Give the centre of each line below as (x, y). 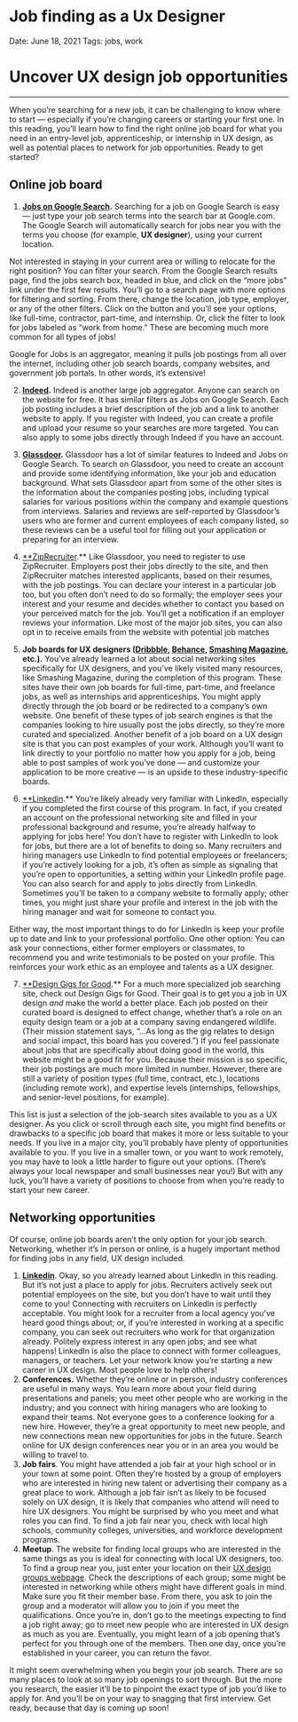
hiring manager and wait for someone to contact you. (119, 911)
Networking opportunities (82, 1218)
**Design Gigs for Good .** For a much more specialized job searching (151, 984)
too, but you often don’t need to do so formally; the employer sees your (152, 594)
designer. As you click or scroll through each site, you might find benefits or (148, 1123)
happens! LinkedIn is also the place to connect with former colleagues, (151, 1351)
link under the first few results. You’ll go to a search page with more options (147, 290)
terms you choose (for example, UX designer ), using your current (142, 234)
